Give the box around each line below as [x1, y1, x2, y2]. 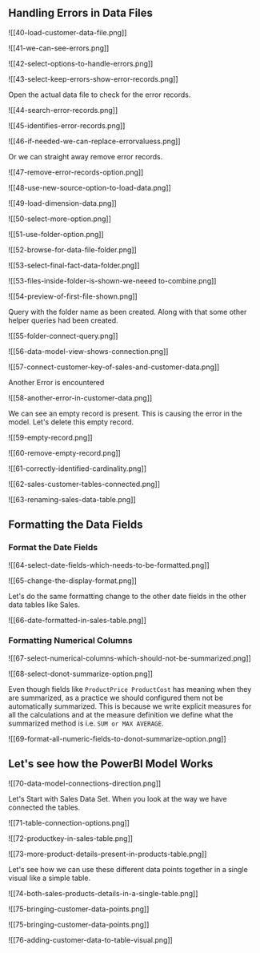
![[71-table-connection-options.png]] [8, 818, 130, 827]
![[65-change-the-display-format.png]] [8, 576, 138, 585]
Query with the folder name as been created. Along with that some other [8, 307, 247, 316]
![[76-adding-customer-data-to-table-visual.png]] [8, 935, 174, 944]
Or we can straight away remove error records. [8, 151, 163, 161]
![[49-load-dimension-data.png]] [8, 198, 118, 207]
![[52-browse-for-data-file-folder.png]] [8, 244, 138, 255]
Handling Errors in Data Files [8, 6, 154, 20]
